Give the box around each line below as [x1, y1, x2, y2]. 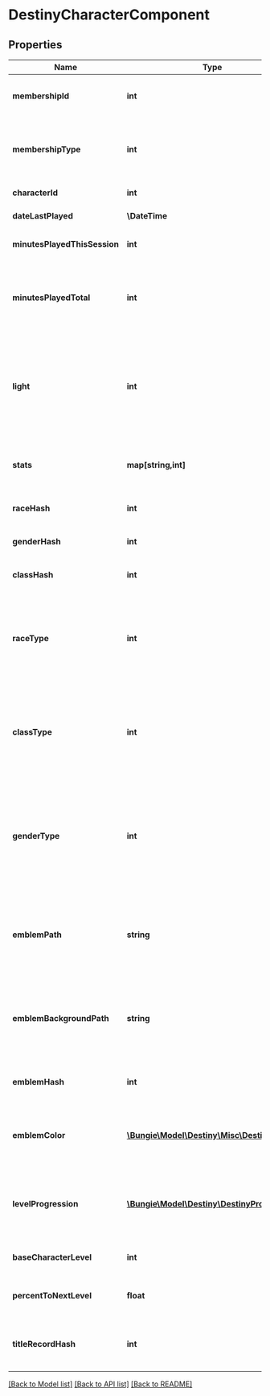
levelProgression [12, 1198, 79, 1209]
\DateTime [126, 210, 167, 221]
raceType [12, 633, 50, 644]
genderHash [12, 536, 62, 547]
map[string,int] [126, 460, 186, 470]
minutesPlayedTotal [12, 292, 91, 303]
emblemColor [12, 1130, 66, 1140]
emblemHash [12, 1077, 64, 1087]
